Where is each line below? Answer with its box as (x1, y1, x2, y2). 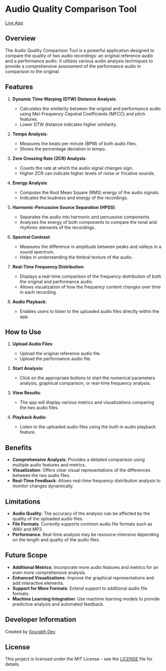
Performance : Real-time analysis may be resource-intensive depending (12, 531, 160, 537)
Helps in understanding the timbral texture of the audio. (19, 254, 133, 260)
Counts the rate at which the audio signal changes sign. (19, 165, 134, 171)
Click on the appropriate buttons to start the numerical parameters (19, 375, 155, 381)
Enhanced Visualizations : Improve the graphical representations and (12, 574, 154, 580)
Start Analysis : (12, 365, 44, 371)
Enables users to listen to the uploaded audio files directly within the (19, 308, 160, 314)
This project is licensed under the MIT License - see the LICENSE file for (5, 656, 153, 662)
